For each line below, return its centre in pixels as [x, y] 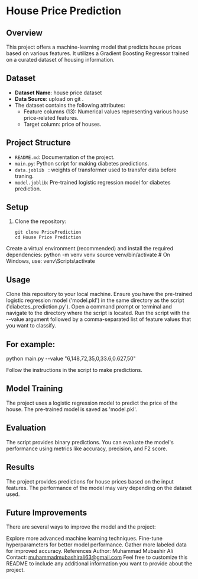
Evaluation [26, 428]
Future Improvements [47, 512]
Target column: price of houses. [62, 124]
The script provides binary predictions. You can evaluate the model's [90, 442]
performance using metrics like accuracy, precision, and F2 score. [87, 448]
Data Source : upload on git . [49, 98]
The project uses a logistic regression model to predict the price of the [92, 403]
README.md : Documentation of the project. [65, 157]
